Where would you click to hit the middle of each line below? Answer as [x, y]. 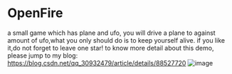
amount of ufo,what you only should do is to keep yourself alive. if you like [116, 40]
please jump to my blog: [43, 55]
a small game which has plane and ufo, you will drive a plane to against [111, 33]
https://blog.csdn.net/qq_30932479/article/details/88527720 [97, 63]
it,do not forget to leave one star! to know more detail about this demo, [111, 48]
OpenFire [35, 13]
